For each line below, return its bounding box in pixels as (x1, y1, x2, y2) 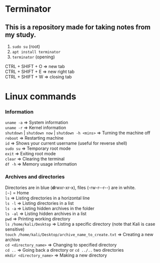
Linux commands (5, 91, 77, 102)
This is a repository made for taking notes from (5, 23, 151, 31)
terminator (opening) (12, 54, 55, 60)
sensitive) (5, 226, 25, 232)
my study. (5, 30, 37, 39)
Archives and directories (5, 173, 65, 180)
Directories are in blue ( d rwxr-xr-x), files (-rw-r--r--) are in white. (5, 185, 136, 191)
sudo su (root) (12, 44, 40, 49)
